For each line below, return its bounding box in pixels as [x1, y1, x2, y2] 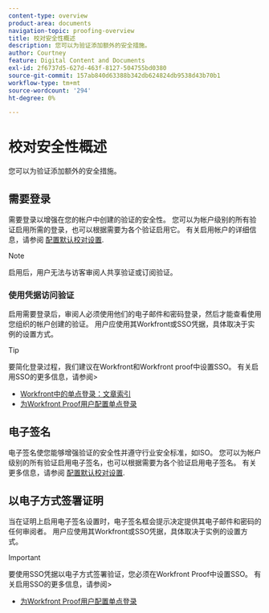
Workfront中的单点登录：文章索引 [19, 389, 131, 398]
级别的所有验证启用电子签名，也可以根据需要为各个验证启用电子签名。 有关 [8, 458, 257, 468]
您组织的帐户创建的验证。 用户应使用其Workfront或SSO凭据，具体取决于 [8, 319, 248, 329]
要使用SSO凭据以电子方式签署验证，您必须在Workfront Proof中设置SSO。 [8, 569, 253, 578]
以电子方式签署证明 [8, 493, 104, 507]
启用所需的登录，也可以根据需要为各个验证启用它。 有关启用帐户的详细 [14, 225, 250, 234]
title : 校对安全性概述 [8, 34, 76, 43]
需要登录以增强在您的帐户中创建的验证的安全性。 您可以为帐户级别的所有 [8, 215, 250, 224]
